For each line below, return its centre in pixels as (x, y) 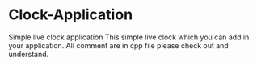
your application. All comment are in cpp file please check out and (118, 45)
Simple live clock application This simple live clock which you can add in (129, 37)
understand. (29, 54)
